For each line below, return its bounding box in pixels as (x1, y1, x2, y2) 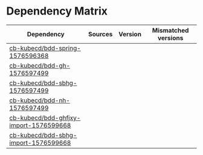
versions (157, 33, 184, 42)
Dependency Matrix (6, 4, 108, 18)
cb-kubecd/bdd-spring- (9, 44, 82, 52)
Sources (88, 30, 113, 38)
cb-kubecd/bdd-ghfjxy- (9, 113, 81, 122)
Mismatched (152, 26, 189, 35)
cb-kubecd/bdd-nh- (9, 96, 71, 104)
